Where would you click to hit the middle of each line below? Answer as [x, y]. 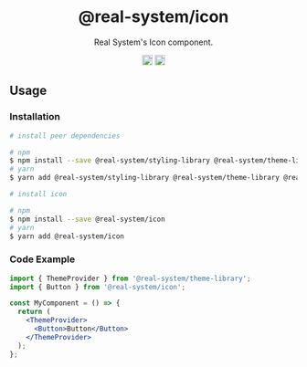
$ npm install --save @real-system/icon [88, 219]
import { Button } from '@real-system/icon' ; [97, 287]
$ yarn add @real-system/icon [67, 236]
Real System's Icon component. [153, 42]
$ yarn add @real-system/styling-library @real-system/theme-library [145, 178]
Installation [35, 117]
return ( [34, 312]
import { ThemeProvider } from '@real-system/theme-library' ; [130, 278]
